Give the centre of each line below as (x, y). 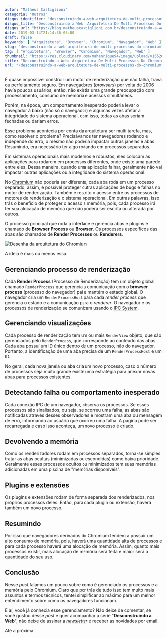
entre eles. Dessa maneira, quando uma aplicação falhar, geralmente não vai (83, 167)
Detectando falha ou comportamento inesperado (83, 393)
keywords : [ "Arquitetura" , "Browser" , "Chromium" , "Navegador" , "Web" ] (83, 42)
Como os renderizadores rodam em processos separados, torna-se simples (83, 454)
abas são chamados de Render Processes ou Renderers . (64, 234)
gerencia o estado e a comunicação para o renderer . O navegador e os (78, 302)
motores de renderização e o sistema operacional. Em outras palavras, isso (82, 198)
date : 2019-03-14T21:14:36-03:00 (40, 33)
